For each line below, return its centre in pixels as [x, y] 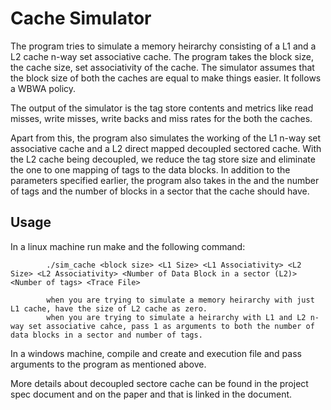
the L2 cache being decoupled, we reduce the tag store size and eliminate [163, 159]
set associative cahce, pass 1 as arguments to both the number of [171, 326]
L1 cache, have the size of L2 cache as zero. [109, 308]
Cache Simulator [81, 18]
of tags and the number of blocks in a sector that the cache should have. [160, 191]
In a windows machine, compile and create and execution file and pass [156, 353]
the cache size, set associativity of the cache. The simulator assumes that [162, 67]
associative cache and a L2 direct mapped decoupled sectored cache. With [166, 148]
